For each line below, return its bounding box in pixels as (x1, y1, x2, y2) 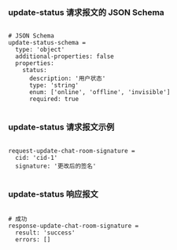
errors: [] (15, 235, 51, 244)
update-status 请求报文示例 (8, 121, 115, 132)
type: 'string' (28, 82, 79, 89)
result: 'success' (15, 229, 76, 237)
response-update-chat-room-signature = (8, 222, 139, 230)
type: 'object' (15, 45, 65, 54)
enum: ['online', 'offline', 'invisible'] (28, 89, 171, 96)
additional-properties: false (15, 53, 114, 60)
